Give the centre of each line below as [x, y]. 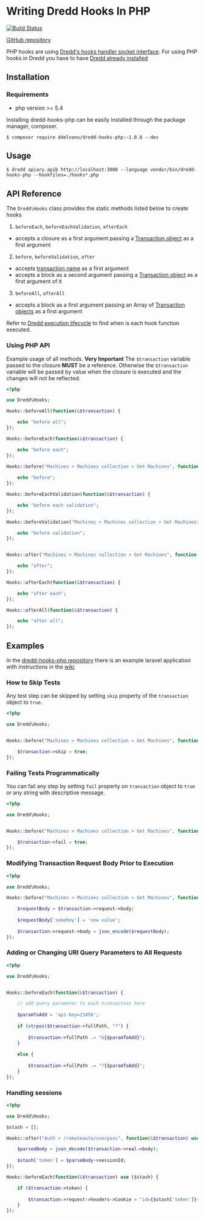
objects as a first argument [49, 311]
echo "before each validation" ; [58, 505]
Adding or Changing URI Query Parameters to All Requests [94, 953]
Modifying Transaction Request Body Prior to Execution [90, 863]
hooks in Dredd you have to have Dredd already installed [77, 58]
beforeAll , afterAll [40, 293]
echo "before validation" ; [51, 533]
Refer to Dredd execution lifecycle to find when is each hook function [93, 323]
